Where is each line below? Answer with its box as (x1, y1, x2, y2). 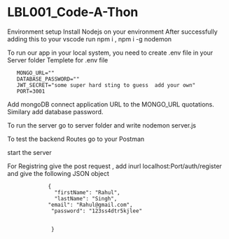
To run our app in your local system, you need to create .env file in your (7, 48, 214, 57)
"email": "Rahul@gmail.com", (48, 201, 133, 208)
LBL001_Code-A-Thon (7, 4, 139, 20)
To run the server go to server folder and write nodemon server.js (7, 121, 196, 130)
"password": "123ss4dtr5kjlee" (51, 207, 142, 214)
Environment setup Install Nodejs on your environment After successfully (7, 27, 218, 36)
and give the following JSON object (7, 169, 110, 177)
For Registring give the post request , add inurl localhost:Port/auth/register (7, 162, 222, 170)
